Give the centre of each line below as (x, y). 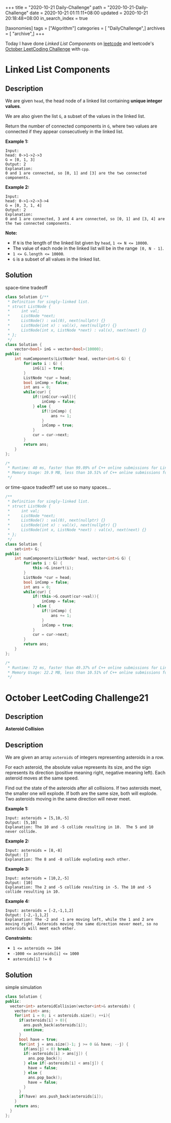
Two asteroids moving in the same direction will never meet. (68, 799)
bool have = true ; (38, 1039)
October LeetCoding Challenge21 (77, 698)
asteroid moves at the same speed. (42, 778)
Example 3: (17, 869)
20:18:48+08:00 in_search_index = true (47, 18)
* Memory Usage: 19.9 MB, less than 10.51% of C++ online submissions (84, 473)
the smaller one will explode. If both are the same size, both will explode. (81, 793)
